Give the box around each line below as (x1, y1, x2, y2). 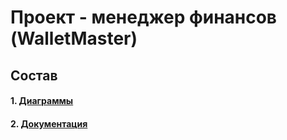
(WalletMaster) (10, 27, 138, 50)
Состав (10, 67, 58, 84)
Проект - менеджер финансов (10, 6, 277, 29)
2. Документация (10, 117, 88, 130)
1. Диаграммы (10, 95, 74, 107)
